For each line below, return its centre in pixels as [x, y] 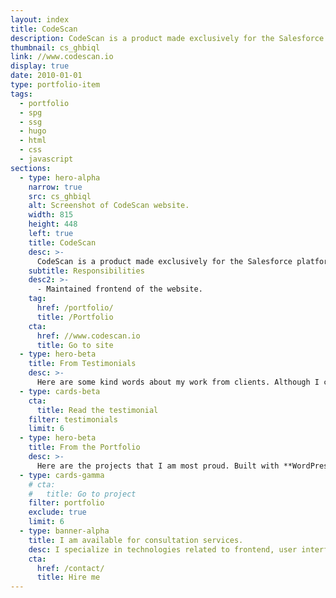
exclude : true [57, 512]
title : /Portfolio [75, 317]
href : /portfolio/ [75, 308]
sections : [31, 168]
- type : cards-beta [60, 391]
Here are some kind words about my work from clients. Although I [178, 382]
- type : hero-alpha [60, 177]
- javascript [46, 159]
